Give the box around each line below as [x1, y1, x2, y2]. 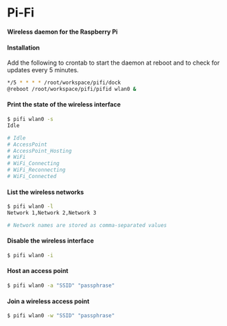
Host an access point [7, 267, 69, 275]
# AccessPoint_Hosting [7, 147, 72, 154]
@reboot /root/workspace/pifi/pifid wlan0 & [7, 86, 136, 93]
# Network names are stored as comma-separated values [7, 221, 167, 228]
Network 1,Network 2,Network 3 [7, 210, 97, 217]
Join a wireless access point [7, 297, 90, 305]
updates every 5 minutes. [7, 66, 79, 74]
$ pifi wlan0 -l [7, 203, 53, 210]
